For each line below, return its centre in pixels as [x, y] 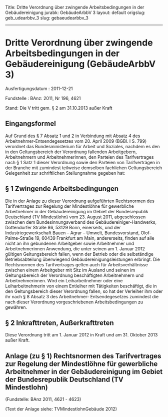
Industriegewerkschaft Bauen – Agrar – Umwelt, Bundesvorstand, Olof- [78, 233]
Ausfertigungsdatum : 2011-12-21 [39, 88]
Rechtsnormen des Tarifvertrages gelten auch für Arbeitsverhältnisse [77, 264]
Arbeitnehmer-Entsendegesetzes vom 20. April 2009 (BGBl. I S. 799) [76, 141]
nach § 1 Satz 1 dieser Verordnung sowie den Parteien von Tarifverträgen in [82, 162]
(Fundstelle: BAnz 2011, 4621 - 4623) [43, 399]
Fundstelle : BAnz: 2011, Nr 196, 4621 [43, 98]
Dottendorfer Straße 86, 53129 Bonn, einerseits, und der [63, 227]
